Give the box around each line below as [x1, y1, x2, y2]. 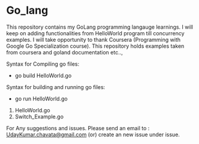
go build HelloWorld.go [14, 72, 72, 79]
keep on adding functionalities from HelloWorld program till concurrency [6, 29, 185, 36]
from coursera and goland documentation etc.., [6, 48, 123, 56]
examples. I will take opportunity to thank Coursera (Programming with [6, 36, 181, 43]
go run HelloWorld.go [14, 95, 68, 102]
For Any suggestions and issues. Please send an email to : [6, 124, 150, 131]
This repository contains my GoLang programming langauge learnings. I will [6, 23, 194, 30]
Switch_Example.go [14, 113, 64, 120]
